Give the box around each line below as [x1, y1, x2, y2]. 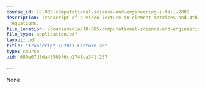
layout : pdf [6, 37, 37, 43]
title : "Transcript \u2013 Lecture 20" [6, 43, 108, 49]
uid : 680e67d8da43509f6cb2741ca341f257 [6, 54, 108, 60]
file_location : [6, 25, 45, 32]
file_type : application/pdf [6, 32, 78, 38]
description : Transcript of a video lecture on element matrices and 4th [6, 15, 198, 21]
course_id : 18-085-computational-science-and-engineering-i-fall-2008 [6, 8, 190, 15]
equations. [12, 20, 40, 26]
